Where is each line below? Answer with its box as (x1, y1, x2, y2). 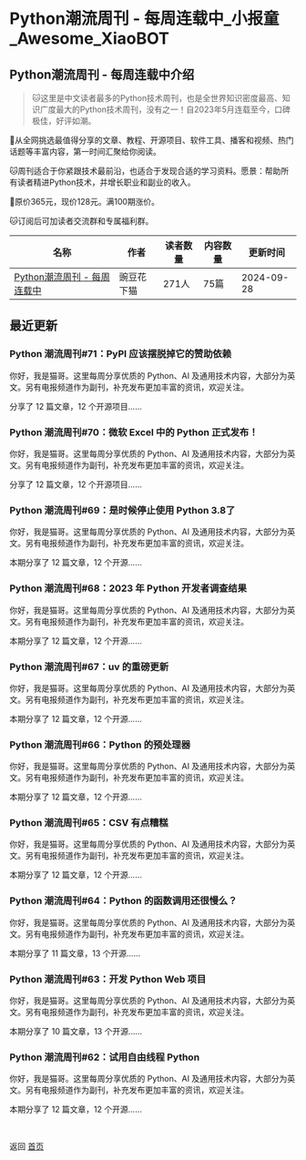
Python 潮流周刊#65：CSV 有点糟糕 (9, 817, 168, 829)
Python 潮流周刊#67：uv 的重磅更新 (9, 660, 169, 673)
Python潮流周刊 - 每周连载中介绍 (9, 66, 195, 82)
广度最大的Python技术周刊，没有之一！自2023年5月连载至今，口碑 (39, 104, 291, 115)
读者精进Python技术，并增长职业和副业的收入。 (16, 177, 196, 188)
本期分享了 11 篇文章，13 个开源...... (9, 948, 141, 959)
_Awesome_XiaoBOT (9, 28, 170, 49)
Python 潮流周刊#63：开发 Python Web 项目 (9, 972, 207, 985)
